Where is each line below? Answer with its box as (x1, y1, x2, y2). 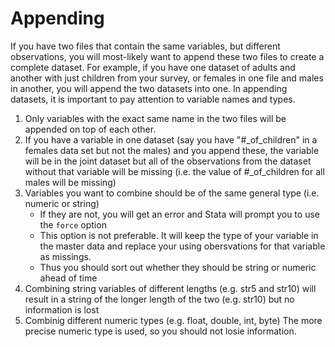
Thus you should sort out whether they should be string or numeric (39, 261, 317, 273)
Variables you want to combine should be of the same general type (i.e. (24, 187, 320, 199)
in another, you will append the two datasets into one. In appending (10, 82, 288, 94)
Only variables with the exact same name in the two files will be (24, 112, 287, 124)
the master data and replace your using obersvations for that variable (39, 240, 326, 252)
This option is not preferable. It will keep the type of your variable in (39, 229, 319, 241)
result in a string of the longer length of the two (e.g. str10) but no (24, 293, 295, 305)
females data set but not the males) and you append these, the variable (24, 144, 320, 156)
